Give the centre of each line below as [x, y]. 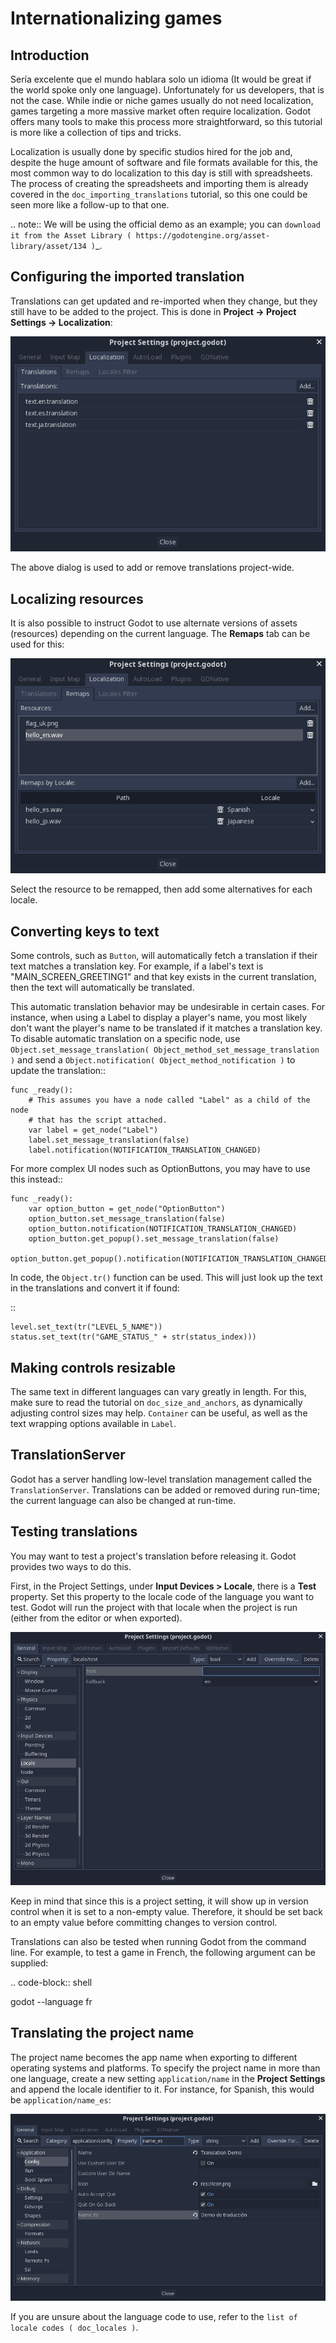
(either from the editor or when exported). [96, 1618]
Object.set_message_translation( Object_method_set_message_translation [165, 1050]
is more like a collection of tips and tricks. [96, 132]
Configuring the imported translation [127, 277]
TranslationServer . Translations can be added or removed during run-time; [165, 1489]
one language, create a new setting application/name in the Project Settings [168, 2078]
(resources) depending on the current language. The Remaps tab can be [160, 633]
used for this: [37, 644]
